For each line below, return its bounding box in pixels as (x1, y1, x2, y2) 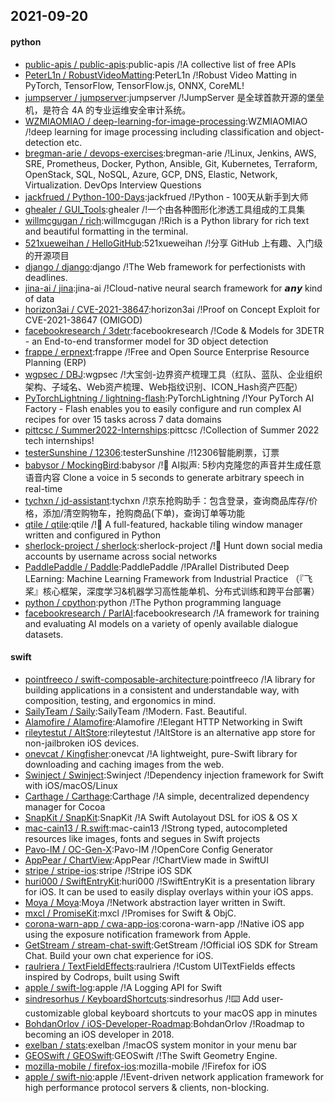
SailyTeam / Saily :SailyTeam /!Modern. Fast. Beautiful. (24, 705, 247, 717)
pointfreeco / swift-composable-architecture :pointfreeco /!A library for (24, 673, 316, 685)
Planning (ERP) (24, 356, 87, 368)
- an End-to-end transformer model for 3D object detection (24, 335, 269, 347)
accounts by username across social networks (24, 550, 218, 562)
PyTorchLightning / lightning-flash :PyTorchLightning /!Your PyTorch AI (24, 392, 315, 404)
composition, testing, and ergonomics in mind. (24, 694, 217, 706)
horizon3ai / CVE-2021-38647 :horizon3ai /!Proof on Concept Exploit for (24, 303, 320, 315)
